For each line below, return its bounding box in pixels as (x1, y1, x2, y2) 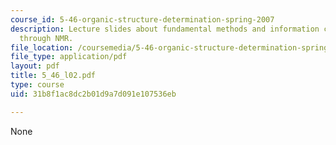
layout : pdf (10, 61, 60, 71)
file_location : (10, 42, 74, 53)
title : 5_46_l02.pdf (10, 71, 97, 81)
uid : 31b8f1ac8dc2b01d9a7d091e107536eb (10, 89, 177, 99)
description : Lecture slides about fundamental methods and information (10, 24, 320, 34)
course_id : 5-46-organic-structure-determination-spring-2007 (10, 14, 275, 25)
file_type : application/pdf (10, 52, 128, 62)
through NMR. (19, 33, 74, 43)
